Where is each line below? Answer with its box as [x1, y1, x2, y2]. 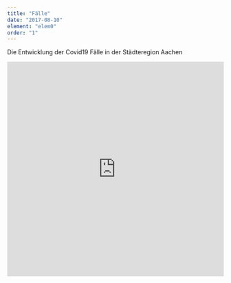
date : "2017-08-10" [7, 16, 63, 23]
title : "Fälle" [7, 10, 51, 17]
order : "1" [7, 29, 38, 36]
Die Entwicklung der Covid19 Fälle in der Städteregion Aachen [7, 48, 183, 56]
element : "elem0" [7, 23, 57, 30]
